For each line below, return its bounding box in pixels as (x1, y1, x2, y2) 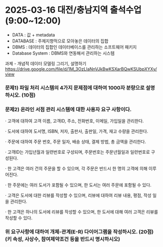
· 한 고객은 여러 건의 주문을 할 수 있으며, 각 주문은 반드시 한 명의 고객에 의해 (5, 165, 148, 171)
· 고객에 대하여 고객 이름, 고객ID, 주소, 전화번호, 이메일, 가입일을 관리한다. (5, 118, 144, 124)
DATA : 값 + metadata (12, 32, 55, 38)
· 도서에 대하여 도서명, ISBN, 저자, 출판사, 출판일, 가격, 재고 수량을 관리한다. (5, 128, 148, 134)
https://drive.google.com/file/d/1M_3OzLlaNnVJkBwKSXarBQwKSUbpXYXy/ (5, 66, 157, 72)
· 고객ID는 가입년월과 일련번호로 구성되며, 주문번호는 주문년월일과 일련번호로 (5, 149, 150, 155)
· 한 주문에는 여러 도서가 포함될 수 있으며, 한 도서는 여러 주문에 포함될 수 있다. (5, 182, 152, 188)
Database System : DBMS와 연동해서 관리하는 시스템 (12, 50, 115, 56)
